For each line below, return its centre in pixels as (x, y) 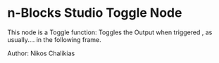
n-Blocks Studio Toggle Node (95, 13)
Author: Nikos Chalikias (41, 53)
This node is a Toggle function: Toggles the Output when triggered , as (110, 32)
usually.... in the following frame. (55, 39)
